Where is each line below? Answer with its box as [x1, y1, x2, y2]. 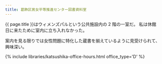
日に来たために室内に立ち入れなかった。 [5, 27, 87, 33]
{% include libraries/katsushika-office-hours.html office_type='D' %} [5, 53, 145, 59]
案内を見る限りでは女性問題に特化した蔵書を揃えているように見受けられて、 [5, 38, 160, 43]
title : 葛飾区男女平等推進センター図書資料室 [5, 7, 87, 12]
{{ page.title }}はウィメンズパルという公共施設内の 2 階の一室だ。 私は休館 [5, 21, 157, 27]
